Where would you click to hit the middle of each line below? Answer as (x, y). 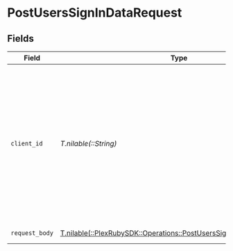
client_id (27, 144)
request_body (32, 233)
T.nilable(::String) (88, 144)
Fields (21, 39)
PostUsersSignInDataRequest (95, 13)
